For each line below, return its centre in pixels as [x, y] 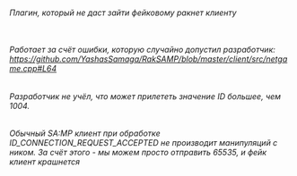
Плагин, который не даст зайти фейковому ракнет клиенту [123, 13]
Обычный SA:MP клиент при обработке [85, 133]
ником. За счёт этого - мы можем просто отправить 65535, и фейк [138, 153]
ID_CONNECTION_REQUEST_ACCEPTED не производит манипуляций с [144, 143]
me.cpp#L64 [33, 69]
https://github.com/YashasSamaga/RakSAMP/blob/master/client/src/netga [148, 59]
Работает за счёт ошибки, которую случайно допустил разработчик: [143, 50]
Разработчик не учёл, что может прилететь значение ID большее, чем [145, 96]
